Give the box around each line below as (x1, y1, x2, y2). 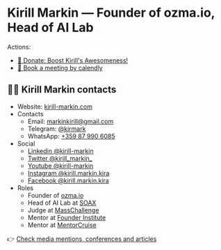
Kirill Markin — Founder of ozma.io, (7, 5, 215, 21)
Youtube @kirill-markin (27, 162, 94, 170)
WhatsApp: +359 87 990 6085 (27, 132, 115, 140)
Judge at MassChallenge (27, 205, 99, 214)
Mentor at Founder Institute (27, 213, 106, 221)
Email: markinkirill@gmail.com (27, 117, 114, 125)
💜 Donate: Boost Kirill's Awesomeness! (17, 56, 129, 64)
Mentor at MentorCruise (27, 221, 97, 229)
